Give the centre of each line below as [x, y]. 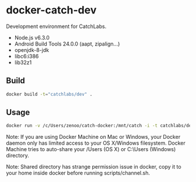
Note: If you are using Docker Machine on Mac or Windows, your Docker [93, 137]
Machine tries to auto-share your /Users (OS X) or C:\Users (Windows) [91, 149]
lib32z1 [23, 62]
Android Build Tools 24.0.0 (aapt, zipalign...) [67, 44]
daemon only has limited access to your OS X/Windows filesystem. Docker [96, 143]
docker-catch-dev [51, 10]
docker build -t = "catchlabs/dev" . [49, 94]
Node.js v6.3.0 [32, 37]
